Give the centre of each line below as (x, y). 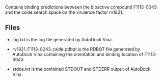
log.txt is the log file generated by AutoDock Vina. (62, 39)
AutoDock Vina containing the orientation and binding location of (78, 54)
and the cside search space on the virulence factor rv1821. (64, 12)
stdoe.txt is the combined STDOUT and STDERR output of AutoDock (81, 69)
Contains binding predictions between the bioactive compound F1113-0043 (81, 7)
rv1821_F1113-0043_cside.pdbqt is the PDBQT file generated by (76, 49)
